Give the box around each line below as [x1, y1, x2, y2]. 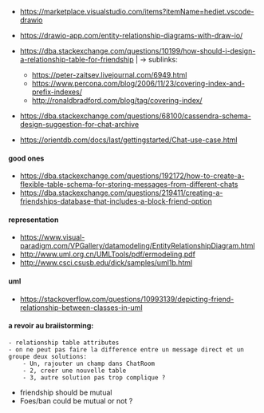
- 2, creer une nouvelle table [22, 367, 127, 375]
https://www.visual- [19, 232, 85, 242]
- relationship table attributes [8, 339, 120, 347]
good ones [8, 153, 45, 163]
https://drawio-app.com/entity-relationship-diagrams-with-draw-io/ [19, 31, 243, 40]
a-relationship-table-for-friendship [19, 55, 134, 64]
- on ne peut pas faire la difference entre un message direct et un [8, 345, 245, 354]
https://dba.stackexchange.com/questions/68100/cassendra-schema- [19, 111, 251, 121]
